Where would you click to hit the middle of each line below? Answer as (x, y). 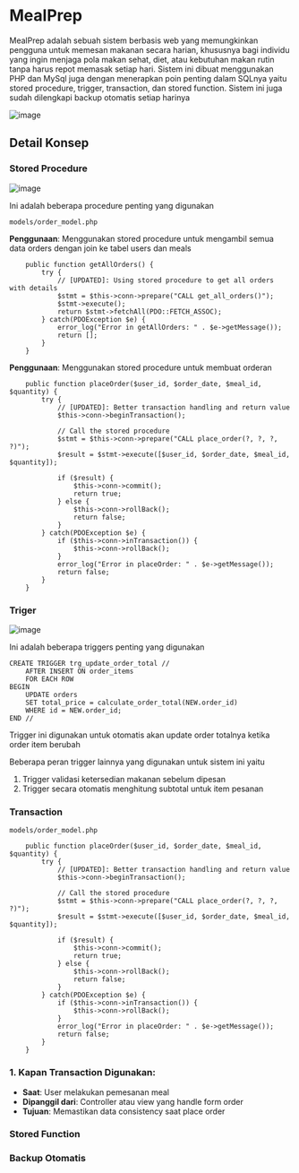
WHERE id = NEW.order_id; (74, 710)
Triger (23, 610)
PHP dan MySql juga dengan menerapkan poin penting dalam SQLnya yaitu (148, 78)
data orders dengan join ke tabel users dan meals (101, 248)
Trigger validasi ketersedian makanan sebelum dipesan (124, 779)
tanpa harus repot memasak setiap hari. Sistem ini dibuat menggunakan (142, 69)
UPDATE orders (51, 694)
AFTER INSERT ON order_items (80, 671)
